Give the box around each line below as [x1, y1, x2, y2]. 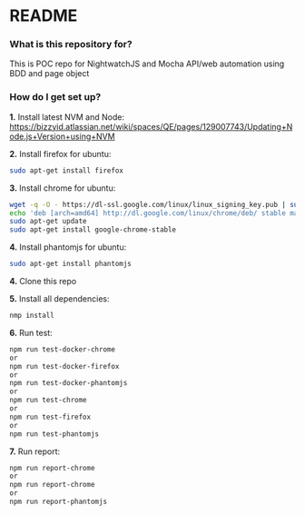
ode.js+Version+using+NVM [9, 131, 115, 142]
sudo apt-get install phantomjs [9, 260, 132, 269]
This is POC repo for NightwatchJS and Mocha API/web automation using [9, 58, 285, 69]
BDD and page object [9, 68, 90, 79]
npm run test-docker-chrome [9, 344, 116, 354]
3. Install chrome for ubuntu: [9, 183, 116, 193]
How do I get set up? [9, 91, 102, 104]
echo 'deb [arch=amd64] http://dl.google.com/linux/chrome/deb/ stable [9, 208, 286, 218]
